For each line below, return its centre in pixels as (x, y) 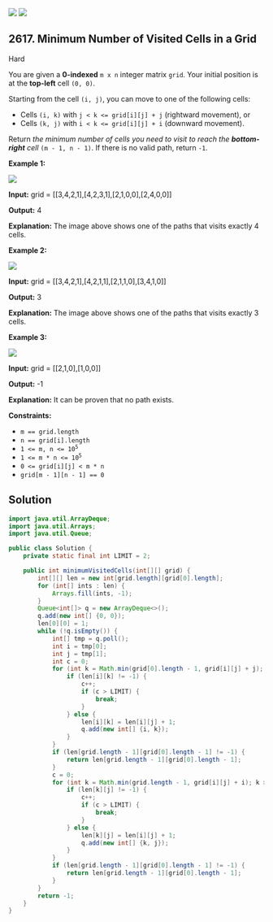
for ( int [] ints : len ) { (82, 585)
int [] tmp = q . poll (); (90, 638)
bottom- (245, 139)
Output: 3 (25, 297)
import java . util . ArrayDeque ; (60, 519)
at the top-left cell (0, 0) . (52, 83)
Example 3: (28, 337)
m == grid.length (50, 432)
